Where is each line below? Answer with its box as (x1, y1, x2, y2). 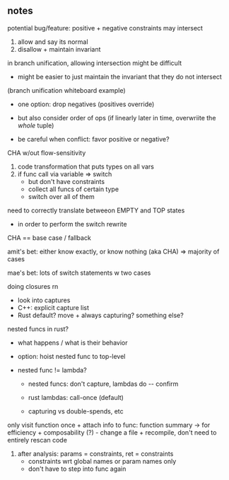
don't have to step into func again (28, 464, 127, 473)
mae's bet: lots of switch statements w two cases (7, 268, 151, 277)
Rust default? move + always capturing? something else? (17, 311, 184, 319)
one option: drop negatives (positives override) (17, 100, 155, 108)
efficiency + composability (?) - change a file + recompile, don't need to (7, 428, 217, 437)
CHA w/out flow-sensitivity (7, 148, 86, 157)
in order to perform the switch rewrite (17, 219, 127, 228)
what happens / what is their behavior (17, 338, 128, 347)
